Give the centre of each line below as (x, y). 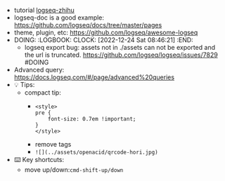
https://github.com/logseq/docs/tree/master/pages (88, 25)
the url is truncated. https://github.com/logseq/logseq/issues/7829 (121, 55)
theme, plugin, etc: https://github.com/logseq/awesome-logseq (106, 32)
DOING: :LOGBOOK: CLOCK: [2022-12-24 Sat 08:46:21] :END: (103, 40)
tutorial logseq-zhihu (44, 10)
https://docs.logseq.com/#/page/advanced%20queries (94, 77)
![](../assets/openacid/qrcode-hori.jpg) (96, 152)
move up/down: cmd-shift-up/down (74, 170)
